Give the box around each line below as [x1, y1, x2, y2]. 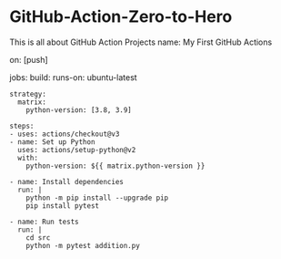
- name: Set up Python [9, 137, 95, 147]
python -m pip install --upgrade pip [25, 193, 169, 202]
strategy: [9, 89, 47, 98]
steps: [9, 121, 35, 130]
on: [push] [9, 54, 48, 65]
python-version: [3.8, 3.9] [25, 105, 132, 115]
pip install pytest [25, 201, 100, 211]
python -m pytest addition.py [25, 241, 141, 250]
